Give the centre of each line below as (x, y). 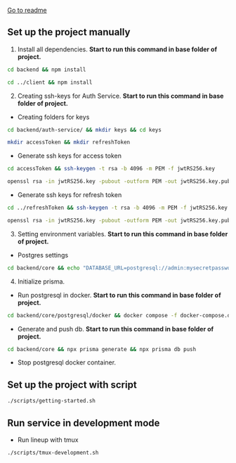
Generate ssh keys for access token (69, 156)
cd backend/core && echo (44, 268)
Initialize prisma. (41, 281)
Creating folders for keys (53, 117)
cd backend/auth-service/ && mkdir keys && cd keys (84, 129)
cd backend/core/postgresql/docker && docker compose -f (92, 315)
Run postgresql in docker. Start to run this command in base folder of (119, 295)
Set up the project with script (72, 385)
